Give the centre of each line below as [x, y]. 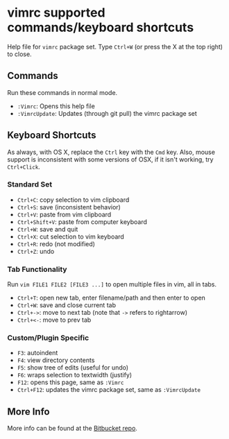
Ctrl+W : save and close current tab [67, 305]
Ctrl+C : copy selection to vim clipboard [73, 200]
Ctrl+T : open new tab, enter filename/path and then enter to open [111, 298]
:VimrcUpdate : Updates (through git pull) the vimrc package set [107, 113]
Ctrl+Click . [24, 166]
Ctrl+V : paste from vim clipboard [64, 214]
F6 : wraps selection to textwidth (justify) [75, 375]
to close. [20, 54]
